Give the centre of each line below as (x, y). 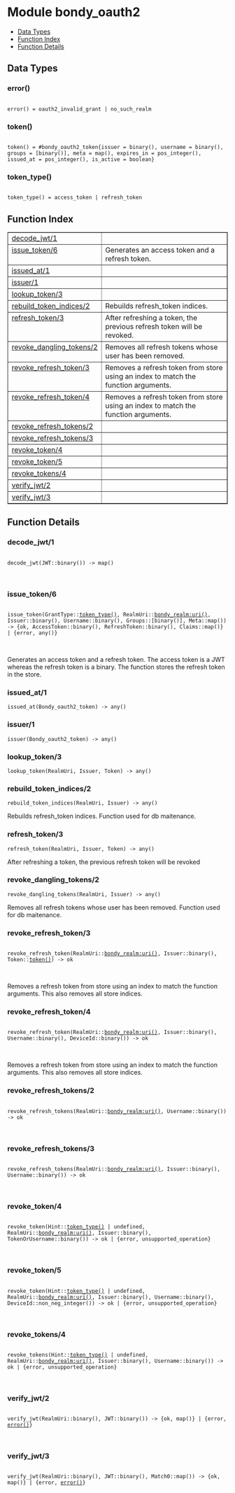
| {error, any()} (33, 633)
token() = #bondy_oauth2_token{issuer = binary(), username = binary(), (115, 147)
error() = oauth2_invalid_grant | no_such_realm (79, 109)
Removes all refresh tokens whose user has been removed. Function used (114, 907)
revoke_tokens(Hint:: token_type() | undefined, (78, 1354)
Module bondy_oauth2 (74, 12)
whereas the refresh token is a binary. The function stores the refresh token (116, 667)
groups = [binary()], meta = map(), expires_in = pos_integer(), (104, 153)
